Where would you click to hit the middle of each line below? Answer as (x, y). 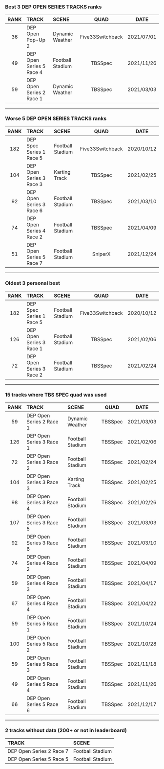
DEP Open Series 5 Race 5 (38, 759)
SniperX (101, 254)
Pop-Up (36, 40)
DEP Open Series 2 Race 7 (38, 751)
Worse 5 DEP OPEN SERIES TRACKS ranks (56, 118)
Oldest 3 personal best (32, 283)
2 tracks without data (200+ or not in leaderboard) (66, 730)
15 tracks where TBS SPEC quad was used (56, 395)
